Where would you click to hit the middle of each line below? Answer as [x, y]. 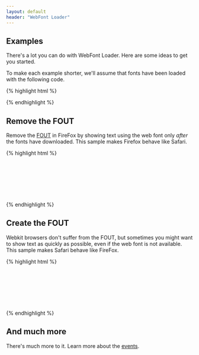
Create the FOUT [38, 223]
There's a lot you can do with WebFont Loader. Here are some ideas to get [97, 55]
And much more [36, 332]
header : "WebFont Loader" [38, 17]
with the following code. [36, 79]
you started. [21, 62]
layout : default [26, 12]
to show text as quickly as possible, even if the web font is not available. [94, 244]
